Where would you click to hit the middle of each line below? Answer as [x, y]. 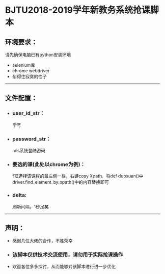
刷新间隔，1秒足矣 [30, 206]
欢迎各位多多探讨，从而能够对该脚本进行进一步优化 [64, 266]
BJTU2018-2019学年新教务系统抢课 [78, 10]
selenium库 [24, 65]
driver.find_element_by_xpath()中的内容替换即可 [60, 182]
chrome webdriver [31, 71]
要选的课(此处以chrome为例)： [49, 164]
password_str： [31, 139]
